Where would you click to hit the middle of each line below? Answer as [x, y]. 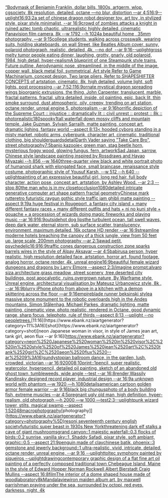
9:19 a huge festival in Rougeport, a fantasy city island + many [84, 204]
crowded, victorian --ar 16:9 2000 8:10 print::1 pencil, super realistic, [73, 363]
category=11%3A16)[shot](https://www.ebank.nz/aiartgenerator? [72, 326]
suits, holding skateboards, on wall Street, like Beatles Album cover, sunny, [82, 44]
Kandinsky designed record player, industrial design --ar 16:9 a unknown [79, 379]
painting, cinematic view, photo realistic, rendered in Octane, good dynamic [83, 310]
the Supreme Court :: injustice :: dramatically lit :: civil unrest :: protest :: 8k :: [84, 113]
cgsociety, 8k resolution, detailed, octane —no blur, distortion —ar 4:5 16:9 [82, 12]
